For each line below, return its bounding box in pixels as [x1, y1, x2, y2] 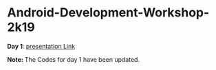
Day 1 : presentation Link [7, 42, 76, 50]
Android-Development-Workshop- [7, 5, 210, 21]
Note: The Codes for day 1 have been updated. [7, 55, 140, 63]
